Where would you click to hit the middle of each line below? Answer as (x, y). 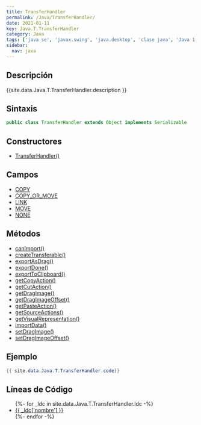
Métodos (23, 234)
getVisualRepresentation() (47, 318)
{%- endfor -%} (35, 417)
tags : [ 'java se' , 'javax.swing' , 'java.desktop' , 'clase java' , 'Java (98, 40)
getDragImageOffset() (42, 299)
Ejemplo (22, 357)
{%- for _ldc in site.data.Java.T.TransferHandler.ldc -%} (84, 404)
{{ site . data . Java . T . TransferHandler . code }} (63, 371)
